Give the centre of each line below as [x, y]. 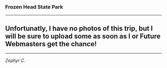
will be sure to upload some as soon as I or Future [83, 36]
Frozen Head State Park [34, 7]
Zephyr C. [15, 61]
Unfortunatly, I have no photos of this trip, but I [79, 28]
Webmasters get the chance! [51, 44]
